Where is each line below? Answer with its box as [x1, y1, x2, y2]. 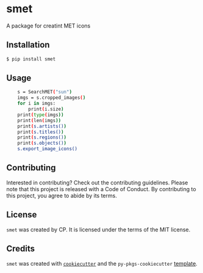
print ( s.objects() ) [17, 140, 67, 147]
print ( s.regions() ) [17, 134, 67, 140]
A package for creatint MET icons [6, 22, 91, 29]
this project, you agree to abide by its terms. [6, 192, 117, 199]
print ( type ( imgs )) [17, 112, 64, 118]
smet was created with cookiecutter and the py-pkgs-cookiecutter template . [6, 260, 198, 267]
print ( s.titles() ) [17, 129, 64, 135]
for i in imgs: [17, 100, 56, 107]
